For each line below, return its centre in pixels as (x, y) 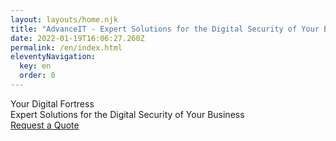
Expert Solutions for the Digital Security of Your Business (127, 114)
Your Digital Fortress (52, 103)
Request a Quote (45, 125)
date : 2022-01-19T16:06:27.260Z (77, 38)
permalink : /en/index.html (66, 47)
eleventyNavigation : (53, 57)
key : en (35, 66)
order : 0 (37, 76)
